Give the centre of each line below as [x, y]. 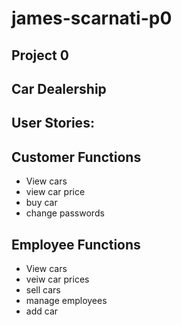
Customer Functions [76, 157]
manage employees [66, 300]
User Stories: [53, 123]
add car [42, 311]
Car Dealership [59, 88]
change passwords [65, 213]
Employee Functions [76, 244]
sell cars [43, 289]
